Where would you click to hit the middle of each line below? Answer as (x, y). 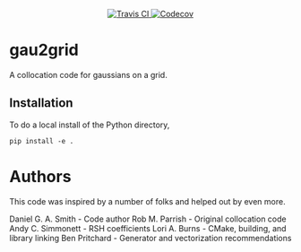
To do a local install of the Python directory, (90, 125)
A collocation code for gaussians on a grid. (88, 74)
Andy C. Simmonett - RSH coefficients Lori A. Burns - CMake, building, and (148, 228)
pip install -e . (42, 141)
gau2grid (44, 50)
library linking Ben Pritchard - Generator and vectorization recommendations (150, 238)
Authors (40, 176)
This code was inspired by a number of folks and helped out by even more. (147, 201)
